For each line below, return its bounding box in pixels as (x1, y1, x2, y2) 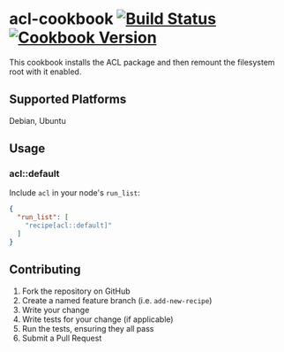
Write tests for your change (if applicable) (21, 314, 174, 325)
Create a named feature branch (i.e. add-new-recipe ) (21, 295, 213, 305)
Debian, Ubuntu (9, 115, 66, 126)
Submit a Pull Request (21, 333, 102, 343)
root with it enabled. (9, 66, 82, 77)
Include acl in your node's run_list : (9, 187, 140, 198)
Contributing (9, 262, 81, 278)
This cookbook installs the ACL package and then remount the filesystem (9, 57, 275, 67)
